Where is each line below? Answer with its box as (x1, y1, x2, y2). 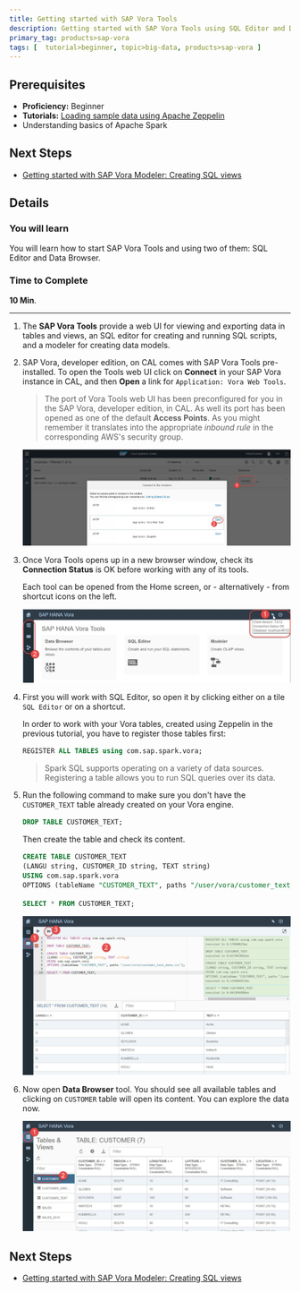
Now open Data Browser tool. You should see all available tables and (21, 1083, 277, 1094)
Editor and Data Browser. (9, 252, 101, 263)
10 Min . (9, 295, 37, 305)
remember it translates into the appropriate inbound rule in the (44, 422, 274, 432)
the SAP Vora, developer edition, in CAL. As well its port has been (44, 403, 286, 414)
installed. (21, 366, 56, 377)
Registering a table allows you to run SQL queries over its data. (44, 773, 276, 783)
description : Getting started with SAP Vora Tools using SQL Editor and (9, 23, 286, 33)
